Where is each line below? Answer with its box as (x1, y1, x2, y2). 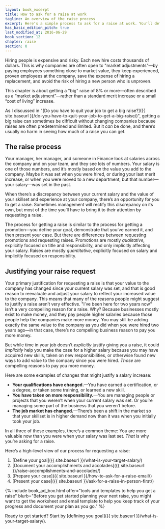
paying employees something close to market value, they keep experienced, (5, 67, 160, 74)
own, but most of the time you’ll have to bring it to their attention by (5, 207, 141, 213)
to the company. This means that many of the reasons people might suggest (5, 296, 160, 302)
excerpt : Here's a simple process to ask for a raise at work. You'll (5, 21, 153, 26)
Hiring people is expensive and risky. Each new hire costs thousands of (5, 57, 149, 63)
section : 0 (5, 44, 27, 49)
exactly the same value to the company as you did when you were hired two (5, 322, 159, 328)
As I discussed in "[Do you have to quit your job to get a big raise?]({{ (5, 108, 146, 113)
